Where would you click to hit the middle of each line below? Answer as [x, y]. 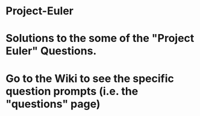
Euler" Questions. [51, 51]
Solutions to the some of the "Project [100, 39]
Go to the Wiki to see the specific [90, 78]
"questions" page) [53, 104]
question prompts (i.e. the [72, 91]
